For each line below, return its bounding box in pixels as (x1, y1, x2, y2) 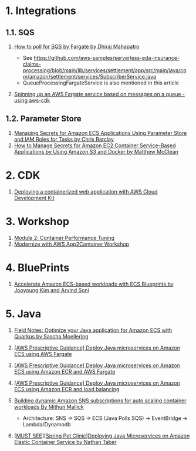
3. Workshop (5, 215, 70, 228)
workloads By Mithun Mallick (13, 403, 84, 410)
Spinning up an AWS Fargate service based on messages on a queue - (13, 91, 185, 97)
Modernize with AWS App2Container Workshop (13, 240, 130, 247)
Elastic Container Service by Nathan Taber (13, 438, 117, 445)
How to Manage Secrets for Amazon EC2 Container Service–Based (13, 142, 176, 149)
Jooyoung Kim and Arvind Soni (13, 286, 89, 294)
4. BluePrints (5, 261, 70, 274)
